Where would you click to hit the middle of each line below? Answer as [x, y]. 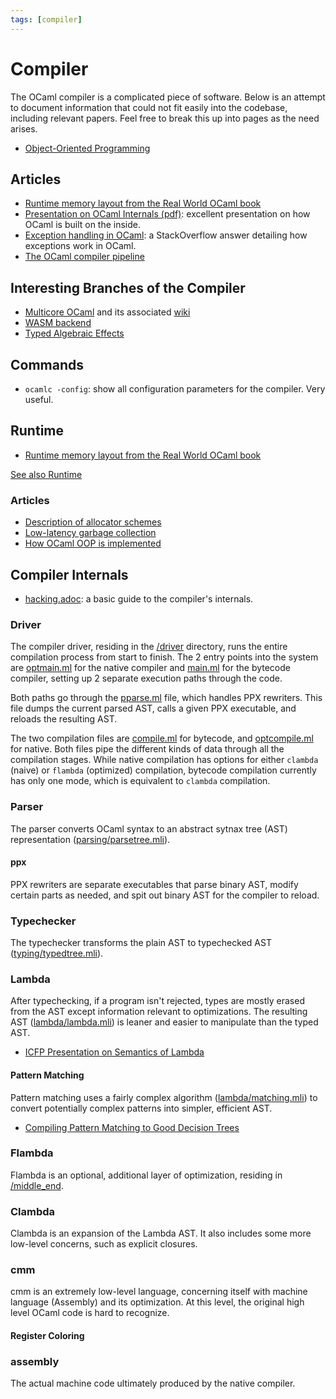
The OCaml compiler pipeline [84, 257]
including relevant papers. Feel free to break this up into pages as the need [165, 118]
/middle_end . [37, 1185]
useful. [39, 399]
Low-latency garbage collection [90, 533]
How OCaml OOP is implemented [93, 543]
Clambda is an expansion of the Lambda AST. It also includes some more [161, 1233]
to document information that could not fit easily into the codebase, [149, 107]
